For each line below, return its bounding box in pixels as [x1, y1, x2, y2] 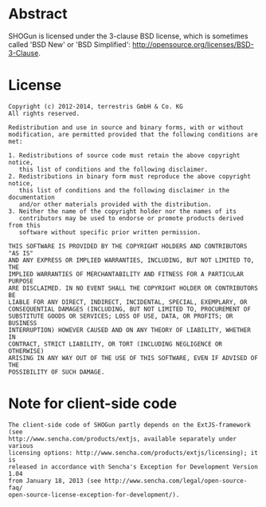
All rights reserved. [8, 109, 80, 117]
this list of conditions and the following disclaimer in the [18, 186, 229, 194]
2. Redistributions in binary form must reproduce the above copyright [8, 172, 251, 180]
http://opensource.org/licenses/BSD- [132, 39, 255, 49]
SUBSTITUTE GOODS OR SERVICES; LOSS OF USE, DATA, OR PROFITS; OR [8, 312, 233, 320]
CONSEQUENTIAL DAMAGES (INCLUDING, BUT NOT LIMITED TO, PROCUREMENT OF [8, 305, 251, 313]
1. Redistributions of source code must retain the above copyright [8, 151, 241, 160]
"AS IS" [8, 249, 34, 257]
